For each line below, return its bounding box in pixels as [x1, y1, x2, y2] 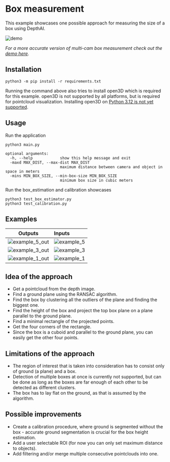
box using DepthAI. [5, 25, 46, 31]
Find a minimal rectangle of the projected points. [12, 318, 115, 324]
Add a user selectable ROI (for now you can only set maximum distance [12, 440, 163, 446]
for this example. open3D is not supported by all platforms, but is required [5, 93, 160, 99]
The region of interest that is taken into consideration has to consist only [12, 363, 164, 369]
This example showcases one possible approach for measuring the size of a [5, 20, 165, 26]
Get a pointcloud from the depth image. [12, 286, 96, 292]
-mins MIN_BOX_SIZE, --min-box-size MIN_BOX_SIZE [10, 173, 117, 178]
